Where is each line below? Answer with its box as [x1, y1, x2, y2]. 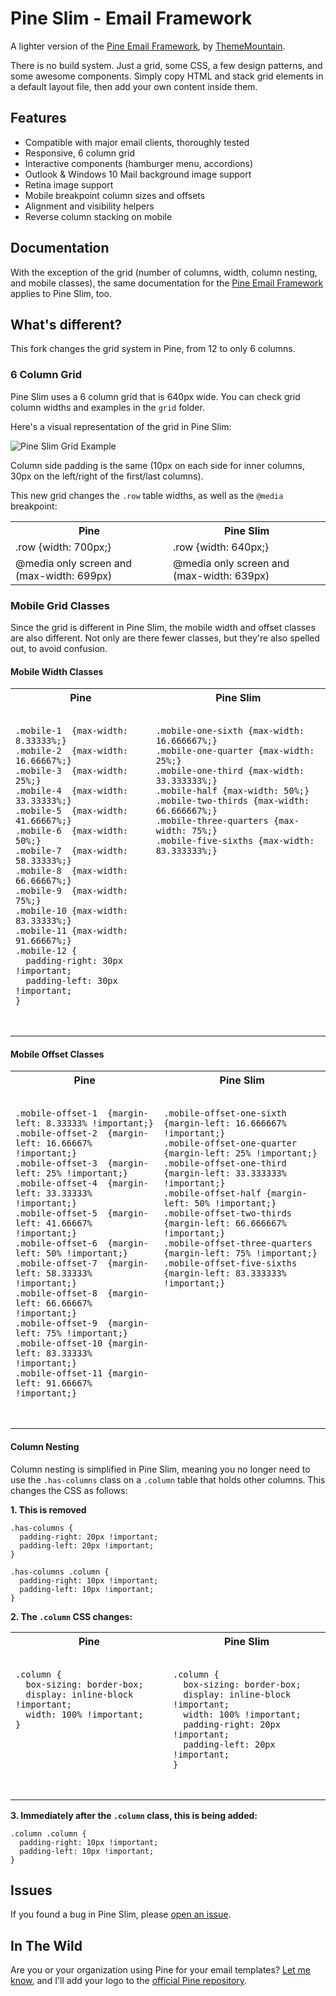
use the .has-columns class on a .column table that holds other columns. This [10, 1473, 326, 1486]
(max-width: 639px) [173, 568, 270, 582]
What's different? [10, 316, 123, 333]
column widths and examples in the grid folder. [10, 401, 205, 413]
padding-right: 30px [25, 955, 123, 967]
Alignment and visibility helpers [24, 200, 155, 212]
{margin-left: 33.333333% [163, 1168, 287, 1179]
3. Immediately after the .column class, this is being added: [10, 1809, 258, 1821]
